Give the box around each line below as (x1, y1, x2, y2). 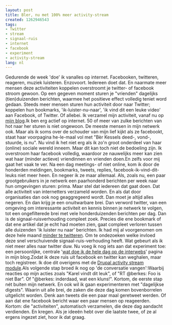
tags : (5, 22, 17, 27)
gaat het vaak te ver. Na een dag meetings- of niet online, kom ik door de (5, 161, 160, 167)
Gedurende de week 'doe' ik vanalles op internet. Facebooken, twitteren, (5, 74, 159, 80)
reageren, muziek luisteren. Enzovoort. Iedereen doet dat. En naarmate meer (5, 80, 167, 86)
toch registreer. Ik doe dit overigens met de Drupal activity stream (5, 260, 144, 266)
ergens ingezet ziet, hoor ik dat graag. (5, 314, 86, 320)
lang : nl (5, 60, 24, 65)
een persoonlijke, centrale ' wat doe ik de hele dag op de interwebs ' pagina (5, 248, 163, 255)
